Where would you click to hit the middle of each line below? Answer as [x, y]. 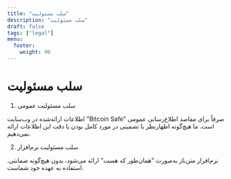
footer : [24, 46]
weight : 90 [35, 53]
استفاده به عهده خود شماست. [46, 167]
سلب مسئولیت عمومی [46, 105]
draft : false [26, 26]
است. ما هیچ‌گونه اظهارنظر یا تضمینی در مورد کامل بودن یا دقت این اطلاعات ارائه [111, 126]
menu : [15, 39]
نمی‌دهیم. [19, 133]
